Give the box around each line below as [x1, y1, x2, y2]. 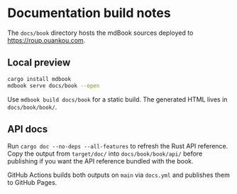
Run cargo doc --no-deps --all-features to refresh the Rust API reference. [7, 142, 228, 151]
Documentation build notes [7, 5, 172, 21]
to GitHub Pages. [7, 178, 57, 187]
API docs [7, 123, 48, 135]
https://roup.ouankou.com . [7, 36, 86, 44]
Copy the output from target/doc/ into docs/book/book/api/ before [7, 149, 203, 158]
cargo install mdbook [7, 75, 72, 82]
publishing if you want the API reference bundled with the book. [7, 157, 194, 166]
